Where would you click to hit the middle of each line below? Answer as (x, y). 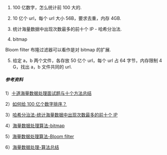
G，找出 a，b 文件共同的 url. (42, 67)
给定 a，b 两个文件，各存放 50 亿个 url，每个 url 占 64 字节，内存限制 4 (87, 60)
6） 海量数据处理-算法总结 (32, 147)
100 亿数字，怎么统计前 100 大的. (47, 7)
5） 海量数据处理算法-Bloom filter (40, 136)
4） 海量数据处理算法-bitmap (35, 126)
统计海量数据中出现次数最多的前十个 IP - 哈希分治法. (67, 29)
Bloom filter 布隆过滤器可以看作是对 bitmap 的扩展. (58, 50)
